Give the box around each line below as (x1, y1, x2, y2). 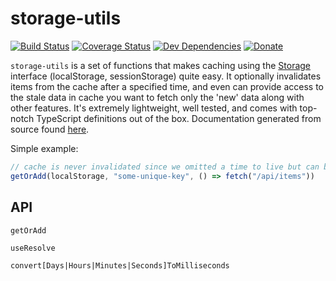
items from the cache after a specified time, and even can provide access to (10, 80, 324, 92)
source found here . (10, 123, 90, 135)
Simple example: (10, 142, 79, 154)
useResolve (10, 243, 56, 253)
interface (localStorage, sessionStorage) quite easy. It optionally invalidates (10, 70, 322, 82)
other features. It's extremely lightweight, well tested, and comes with (10, 102, 298, 114)
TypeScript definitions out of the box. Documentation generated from (36, 112, 322, 124)
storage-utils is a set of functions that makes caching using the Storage (10, 59, 312, 71)
